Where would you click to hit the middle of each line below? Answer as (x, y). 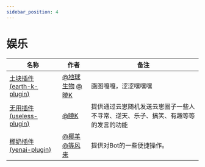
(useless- (23, 116)
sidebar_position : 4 (33, 12)
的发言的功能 (110, 124)
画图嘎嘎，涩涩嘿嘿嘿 (122, 86)
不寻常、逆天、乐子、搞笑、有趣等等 (143, 115)
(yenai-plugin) (31, 149)
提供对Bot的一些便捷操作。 (130, 145)
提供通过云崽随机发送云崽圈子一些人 (143, 106)
